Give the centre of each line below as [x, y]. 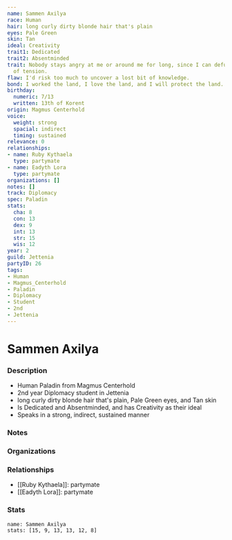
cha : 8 [23, 212]
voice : [17, 116]
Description [27, 370]
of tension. [31, 71]
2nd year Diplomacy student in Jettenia [73, 393]
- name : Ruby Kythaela [40, 155]
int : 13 [25, 232]
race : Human [24, 20]
